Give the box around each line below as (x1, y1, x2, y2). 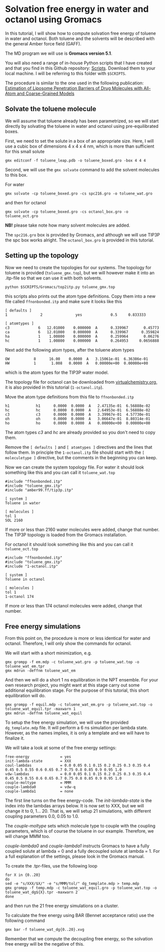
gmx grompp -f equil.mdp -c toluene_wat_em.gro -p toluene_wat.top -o (5, 702, 153, 707)
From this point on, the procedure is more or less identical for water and (5, 635, 151, 641)
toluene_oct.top (5, 547, 38, 552)
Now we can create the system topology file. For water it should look (5, 464, 144, 470)
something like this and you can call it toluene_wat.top (5, 469, 115, 475)
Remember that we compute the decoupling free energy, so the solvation (5, 936, 153, 942)
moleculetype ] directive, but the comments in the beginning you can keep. (5, 454, 158, 460)
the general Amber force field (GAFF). (5, 40, 82, 46)
